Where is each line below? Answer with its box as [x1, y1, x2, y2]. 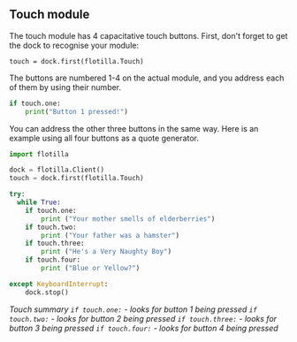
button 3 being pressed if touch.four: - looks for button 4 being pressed [9, 323, 278, 333]
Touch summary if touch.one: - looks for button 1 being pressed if [9, 304, 258, 315]
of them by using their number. [9, 81, 122, 92]
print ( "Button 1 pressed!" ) [25, 107, 128, 116]
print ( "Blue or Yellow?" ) [41, 264, 141, 273]
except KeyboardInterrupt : [9, 279, 109, 288]
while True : [17, 198, 62, 207]
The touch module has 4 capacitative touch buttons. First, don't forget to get [9, 30, 288, 41]
